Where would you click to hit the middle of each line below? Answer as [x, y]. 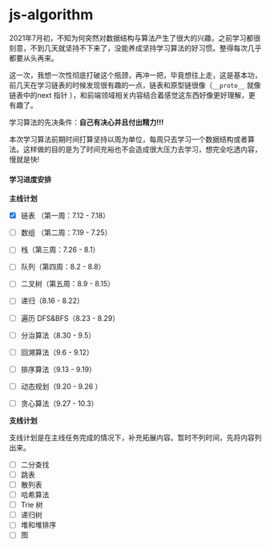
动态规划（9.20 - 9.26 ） [61, 386]
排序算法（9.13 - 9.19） [58, 369]
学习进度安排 [30, 179]
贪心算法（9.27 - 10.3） [59, 403]
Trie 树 [32, 505]
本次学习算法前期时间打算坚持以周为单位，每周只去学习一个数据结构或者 [128, 139]
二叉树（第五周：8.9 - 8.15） [68, 284]
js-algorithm [51, 15]
